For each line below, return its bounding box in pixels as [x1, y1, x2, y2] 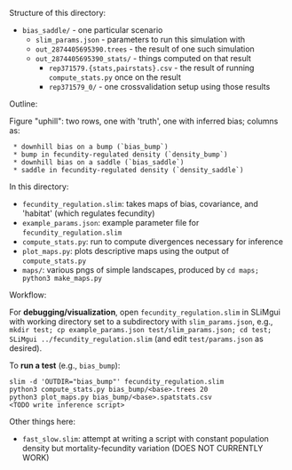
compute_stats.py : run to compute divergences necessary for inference [21, 236, 284, 247]
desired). [9, 343, 43, 354]
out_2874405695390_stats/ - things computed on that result [35, 53, 251, 63]
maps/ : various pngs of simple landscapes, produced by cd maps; [21, 265, 259, 275]
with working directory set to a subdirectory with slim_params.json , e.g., [9, 316, 273, 327]
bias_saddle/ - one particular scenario [21, 25, 163, 35]
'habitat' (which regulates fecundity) [21, 208, 155, 219]
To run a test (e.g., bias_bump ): [9, 360, 121, 370]
